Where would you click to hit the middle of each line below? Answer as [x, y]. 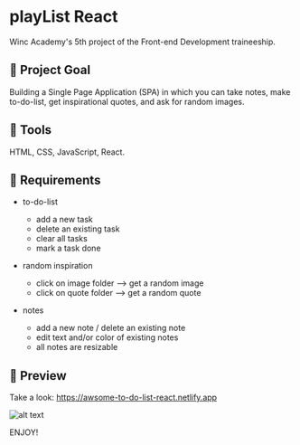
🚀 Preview [38, 376]
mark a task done [68, 248]
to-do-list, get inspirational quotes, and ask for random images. [127, 101]
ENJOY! [24, 432]
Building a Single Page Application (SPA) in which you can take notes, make [150, 91]
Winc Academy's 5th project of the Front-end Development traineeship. [142, 42]
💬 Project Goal [50, 70]
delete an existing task [78, 229]
